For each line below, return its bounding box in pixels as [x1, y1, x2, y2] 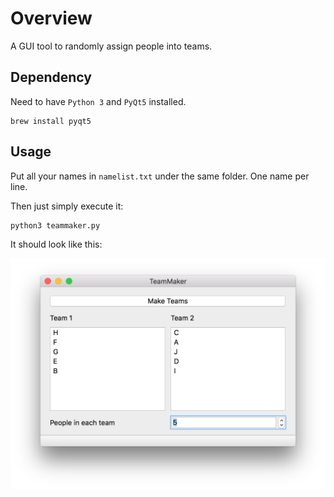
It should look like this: [10, 238, 103, 250]
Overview [10, 7, 93, 30]
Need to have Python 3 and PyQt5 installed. [10, 95, 187, 107]
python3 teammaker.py [10, 220, 101, 231]
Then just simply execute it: [10, 200, 124, 212]
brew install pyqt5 [10, 116, 92, 126]
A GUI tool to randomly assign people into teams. [10, 40, 213, 52]
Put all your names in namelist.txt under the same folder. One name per [10, 170, 310, 182]
